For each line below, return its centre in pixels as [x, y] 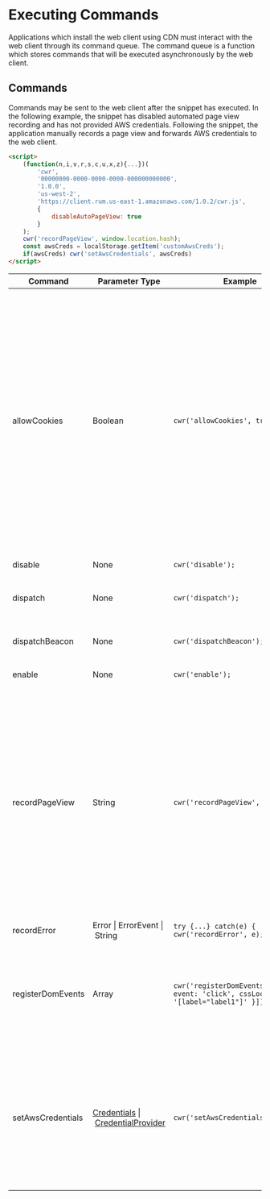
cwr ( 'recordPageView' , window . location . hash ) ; [102, 239]
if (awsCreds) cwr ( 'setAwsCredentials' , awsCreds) [108, 254]
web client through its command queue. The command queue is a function [132, 45]
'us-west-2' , [59, 194]
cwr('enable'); [202, 674]
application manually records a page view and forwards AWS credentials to [133, 133]
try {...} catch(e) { [215, 926]
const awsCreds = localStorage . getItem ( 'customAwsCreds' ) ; [124, 247]
